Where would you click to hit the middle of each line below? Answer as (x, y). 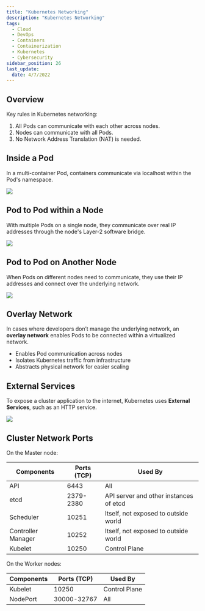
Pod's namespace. (30, 179)
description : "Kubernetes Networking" (56, 18)
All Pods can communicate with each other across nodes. (88, 126)
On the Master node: (32, 452)
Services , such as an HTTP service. (52, 407)
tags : (13, 23)
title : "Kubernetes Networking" (47, 12)
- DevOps (23, 35)
